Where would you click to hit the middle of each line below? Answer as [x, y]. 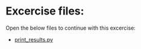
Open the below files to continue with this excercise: [71, 28]
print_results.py [34, 39]
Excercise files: [45, 11]
